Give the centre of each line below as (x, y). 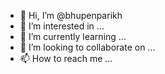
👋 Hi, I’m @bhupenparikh (71, 15)
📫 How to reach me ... (66, 58)
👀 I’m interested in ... (62, 26)
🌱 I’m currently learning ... (73, 36)
